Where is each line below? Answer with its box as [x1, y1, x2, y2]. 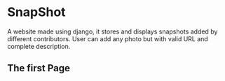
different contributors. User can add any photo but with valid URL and [7, 34, 208, 43]
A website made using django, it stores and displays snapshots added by [7, 27, 218, 36]
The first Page [7, 62, 71, 74]
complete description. [7, 42, 71, 50]
